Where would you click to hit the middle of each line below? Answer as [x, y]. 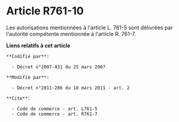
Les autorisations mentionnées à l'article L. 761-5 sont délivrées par [89, 28]
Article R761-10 [45, 11]
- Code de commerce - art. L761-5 [54, 109]
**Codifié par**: [28, 56]
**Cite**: [19, 98]
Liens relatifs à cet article [38, 45]
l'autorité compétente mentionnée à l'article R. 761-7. [71, 33]
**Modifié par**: [28, 77]
